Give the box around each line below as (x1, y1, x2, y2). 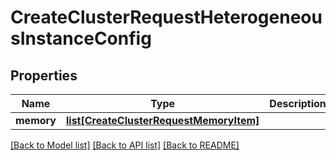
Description (269, 97, 327, 110)
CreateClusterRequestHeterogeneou (10, 6, 323, 29)
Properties (10, 67, 78, 84)
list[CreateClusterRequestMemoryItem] (65, 114, 260, 127)
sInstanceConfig (10, 27, 152, 50)
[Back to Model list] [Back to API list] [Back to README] (10, 139, 240, 151)
